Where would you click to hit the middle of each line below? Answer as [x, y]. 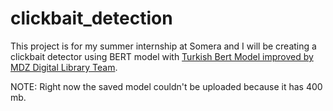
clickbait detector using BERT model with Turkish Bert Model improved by [162, 56]
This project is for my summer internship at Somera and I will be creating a [163, 46]
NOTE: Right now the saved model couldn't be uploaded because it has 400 [166, 86]
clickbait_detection [91, 18]
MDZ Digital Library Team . [64, 67]
